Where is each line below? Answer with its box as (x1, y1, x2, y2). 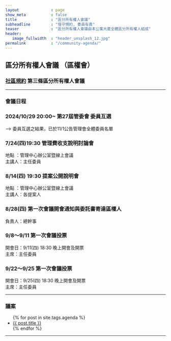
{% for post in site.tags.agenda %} (12, 314, 85, 321)
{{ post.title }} (12, 320, 42, 326)
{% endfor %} (12, 325, 42, 332)
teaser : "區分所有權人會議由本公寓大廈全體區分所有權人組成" (5, 27, 151, 32)
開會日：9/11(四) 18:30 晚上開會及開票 (5, 245, 84, 251)
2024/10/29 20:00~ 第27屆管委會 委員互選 (5, 113, 111, 120)
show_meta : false (5, 12, 67, 17)
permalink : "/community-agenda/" (5, 41, 101, 46)
